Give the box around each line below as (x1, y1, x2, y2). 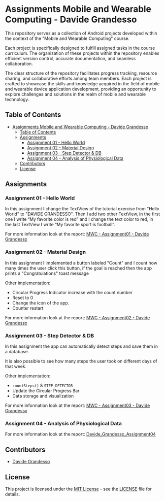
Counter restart (12, 305, 43, 311)
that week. (5, 364, 27, 369)
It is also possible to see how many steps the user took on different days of (5, 358, 158, 364)
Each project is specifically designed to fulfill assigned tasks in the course (5, 45, 155, 51)
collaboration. (5, 61, 33, 67)
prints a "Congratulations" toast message (5, 270, 89, 276)
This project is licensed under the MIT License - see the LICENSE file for (5, 486, 152, 492)
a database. (5, 349, 29, 355)
